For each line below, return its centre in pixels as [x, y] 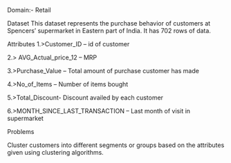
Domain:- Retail [29, 10]
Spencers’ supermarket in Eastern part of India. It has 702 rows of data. [109, 31]
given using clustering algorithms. [55, 152]
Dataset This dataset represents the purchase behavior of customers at [109, 23]
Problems [21, 132]
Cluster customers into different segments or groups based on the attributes [116, 145]
